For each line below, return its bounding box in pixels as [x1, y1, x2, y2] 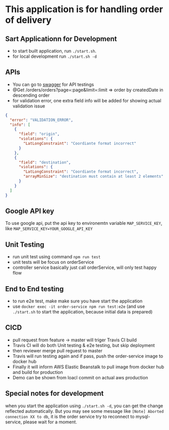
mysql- [135, 413, 150, 419]
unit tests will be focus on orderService [12, 259, 94, 265]
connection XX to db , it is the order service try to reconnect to [5, 413, 135, 419]
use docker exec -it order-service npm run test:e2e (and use [12, 303, 145, 309]
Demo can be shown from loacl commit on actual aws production [12, 374, 148, 380]
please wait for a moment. [23, 419, 77, 425]
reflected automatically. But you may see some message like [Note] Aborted [5, 408, 164, 414]
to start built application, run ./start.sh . [12, 48, 97, 54]
